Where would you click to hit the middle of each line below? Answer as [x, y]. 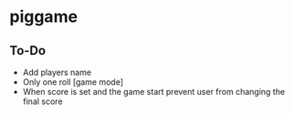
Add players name [57, 72]
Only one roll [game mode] [73, 82]
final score [42, 101]
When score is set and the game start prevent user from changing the [154, 92]
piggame [44, 17]
